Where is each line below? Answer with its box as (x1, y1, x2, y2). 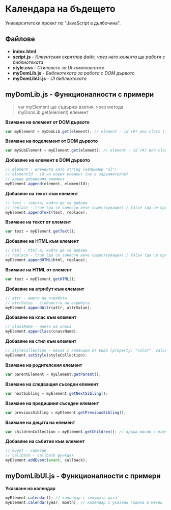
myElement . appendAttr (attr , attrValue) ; (5, 305, 93, 310)
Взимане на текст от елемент (5, 219, 71, 225)
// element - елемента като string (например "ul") (5, 167, 117, 172)
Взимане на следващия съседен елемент (5, 381, 99, 387)
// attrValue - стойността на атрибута (5, 300, 90, 305)
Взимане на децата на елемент (5, 419, 75, 425)
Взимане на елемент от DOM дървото (5, 119, 90, 125)
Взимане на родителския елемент (5, 362, 82, 368)
